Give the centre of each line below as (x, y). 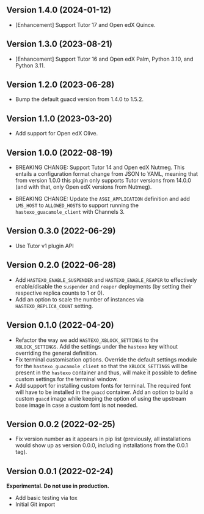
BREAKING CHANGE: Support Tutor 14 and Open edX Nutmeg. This (100, 167)
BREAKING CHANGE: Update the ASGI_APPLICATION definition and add (103, 199)
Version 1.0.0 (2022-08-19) (60, 153)
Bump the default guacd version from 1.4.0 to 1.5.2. (79, 99)
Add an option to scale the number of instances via (79, 299)
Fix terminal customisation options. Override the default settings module (106, 359)
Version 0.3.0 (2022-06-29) (61, 231)
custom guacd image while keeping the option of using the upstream (100, 398)
